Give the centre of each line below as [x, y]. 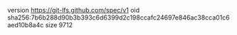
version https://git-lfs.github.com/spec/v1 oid [74, 10]
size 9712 [59, 25]
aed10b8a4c [26, 25]
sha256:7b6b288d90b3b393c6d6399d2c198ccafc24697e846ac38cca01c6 [118, 17]
